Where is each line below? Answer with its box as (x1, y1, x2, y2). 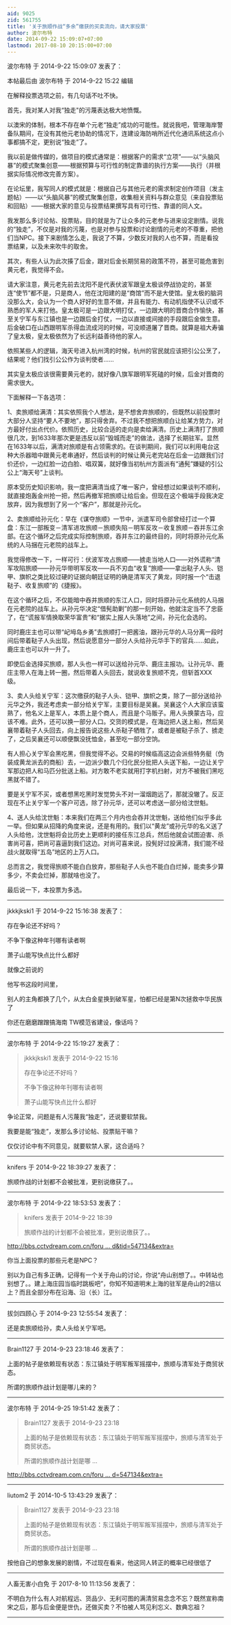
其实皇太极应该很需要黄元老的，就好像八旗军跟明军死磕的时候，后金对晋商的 (7, 370, 224, 378)
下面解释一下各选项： (7, 393, 67, 401)
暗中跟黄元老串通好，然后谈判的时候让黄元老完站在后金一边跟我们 (30, 451, 218, 459)
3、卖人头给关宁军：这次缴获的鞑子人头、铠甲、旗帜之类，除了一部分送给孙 (7, 691, 222, 700)
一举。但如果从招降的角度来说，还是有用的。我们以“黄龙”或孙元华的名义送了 (7, 822, 223, 830)
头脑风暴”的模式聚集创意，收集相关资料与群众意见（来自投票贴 (45, 193, 223, 201)
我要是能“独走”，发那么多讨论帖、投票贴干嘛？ (7, 1127, 140, 1135)
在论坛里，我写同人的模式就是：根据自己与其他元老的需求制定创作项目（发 (7, 184, 218, 193)
